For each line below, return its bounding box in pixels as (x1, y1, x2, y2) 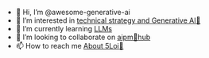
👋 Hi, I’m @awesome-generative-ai (15, 8, 131, 16)
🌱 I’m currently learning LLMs (15, 24, 113, 33)
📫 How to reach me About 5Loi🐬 (15, 42, 124, 50)
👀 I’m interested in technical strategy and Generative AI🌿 (15, 16, 201, 25)
